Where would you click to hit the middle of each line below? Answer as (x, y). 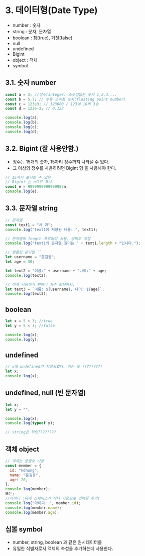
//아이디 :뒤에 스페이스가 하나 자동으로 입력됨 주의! (53, 498)
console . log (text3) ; (27, 294)
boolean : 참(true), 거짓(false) (42, 38)
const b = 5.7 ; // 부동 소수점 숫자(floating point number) (66, 99)
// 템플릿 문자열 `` (23, 252)
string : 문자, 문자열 (32, 31)
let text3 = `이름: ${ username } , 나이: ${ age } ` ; (55, 289)
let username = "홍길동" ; (31, 257)
